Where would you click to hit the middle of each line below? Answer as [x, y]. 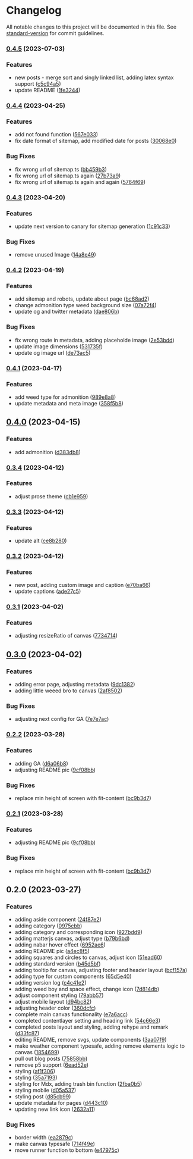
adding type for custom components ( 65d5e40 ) [73, 976]
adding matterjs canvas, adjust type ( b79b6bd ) [72, 939]
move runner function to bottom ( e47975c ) [67, 1150]
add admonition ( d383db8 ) [48, 452]
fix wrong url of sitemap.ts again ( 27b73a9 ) [68, 176]
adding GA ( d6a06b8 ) [41, 763]
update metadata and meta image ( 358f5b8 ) [69, 403]
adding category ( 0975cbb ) [48, 926]
